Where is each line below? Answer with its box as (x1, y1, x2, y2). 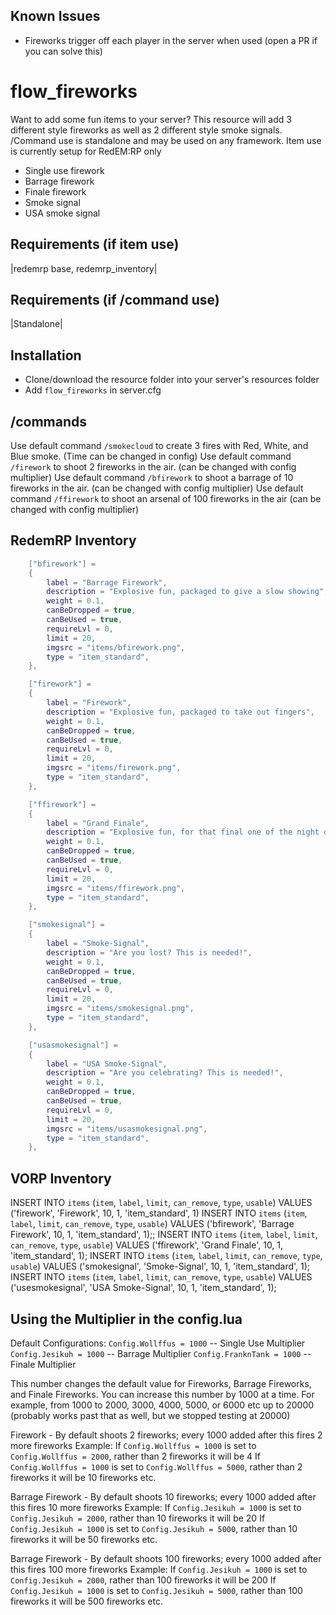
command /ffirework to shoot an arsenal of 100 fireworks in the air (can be (10, 493, 322, 504)
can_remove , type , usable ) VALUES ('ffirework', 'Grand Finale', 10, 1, (10, 1239, 284, 1251)
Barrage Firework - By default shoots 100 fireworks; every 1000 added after (10, 1552, 322, 1564)
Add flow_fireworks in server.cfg (24, 384, 162, 396)
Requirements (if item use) (10, 236, 180, 253)
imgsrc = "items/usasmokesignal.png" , (46, 1124, 208, 1134)
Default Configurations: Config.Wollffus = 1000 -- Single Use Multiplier (10, 1337, 306, 1349)
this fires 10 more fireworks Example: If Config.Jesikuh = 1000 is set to (10, 1501, 302, 1513)
